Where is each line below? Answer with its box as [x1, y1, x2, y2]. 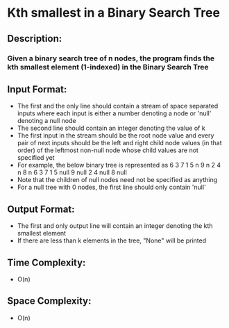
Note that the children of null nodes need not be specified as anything [17, 176, 218, 184]
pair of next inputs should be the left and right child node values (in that [17, 139, 222, 147]
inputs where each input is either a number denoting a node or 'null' [17, 109, 212, 117]
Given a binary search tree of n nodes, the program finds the [7, 54, 215, 63]
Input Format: [7, 83, 67, 95]
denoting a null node [17, 117, 76, 125]
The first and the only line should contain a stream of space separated [17, 102, 219, 110]
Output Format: [7, 203, 75, 215]
